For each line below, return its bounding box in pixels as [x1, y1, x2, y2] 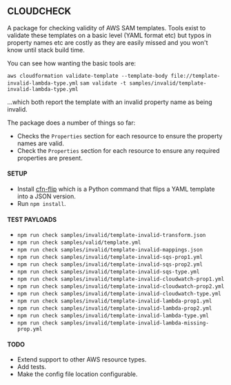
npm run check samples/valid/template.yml [17, 239, 141, 247]
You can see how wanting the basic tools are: [7, 59, 137, 67]
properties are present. [17, 154, 83, 162]
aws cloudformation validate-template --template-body [7, 72, 168, 79]
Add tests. [17, 363, 47, 371]
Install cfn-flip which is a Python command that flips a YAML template [17, 185, 215, 194]
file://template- [170, 72, 221, 79]
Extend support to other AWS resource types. [17, 355, 147, 364]
